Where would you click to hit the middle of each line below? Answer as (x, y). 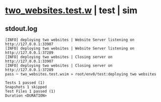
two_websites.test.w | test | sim (71, 11)
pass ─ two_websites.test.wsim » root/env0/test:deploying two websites (81, 74)
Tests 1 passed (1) (25, 83)
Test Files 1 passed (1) (30, 91)
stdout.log (21, 29)
